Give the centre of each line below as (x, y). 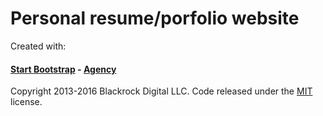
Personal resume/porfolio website (155, 18)
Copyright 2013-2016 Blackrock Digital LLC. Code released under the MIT (161, 91)
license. (26, 102)
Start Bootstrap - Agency (63, 69)
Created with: (38, 46)
